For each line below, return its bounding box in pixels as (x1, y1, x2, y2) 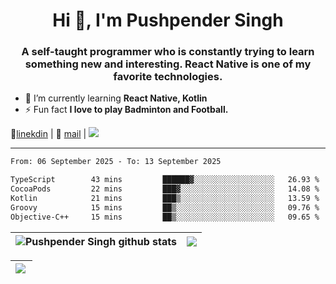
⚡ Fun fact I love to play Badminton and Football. (24, 104, 229, 116)
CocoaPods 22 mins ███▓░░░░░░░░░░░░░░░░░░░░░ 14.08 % (10, 184, 320, 194)
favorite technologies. (113, 70, 223, 84)
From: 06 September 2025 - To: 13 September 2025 (10, 157, 222, 167)
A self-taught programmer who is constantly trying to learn (21, 45, 315, 59)
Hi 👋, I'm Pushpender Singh (52, 9, 284, 32)
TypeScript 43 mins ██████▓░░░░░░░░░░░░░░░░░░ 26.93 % (10, 175, 320, 185)
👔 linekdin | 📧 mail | (10, 128, 87, 140)
